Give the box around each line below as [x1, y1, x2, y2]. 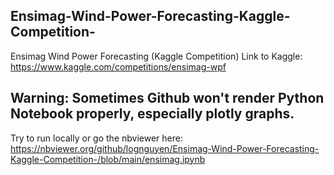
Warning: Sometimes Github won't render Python [10, 90, 325, 107]
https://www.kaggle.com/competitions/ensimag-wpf [10, 60, 227, 73]
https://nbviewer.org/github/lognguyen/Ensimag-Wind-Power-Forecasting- [10, 142, 320, 154]
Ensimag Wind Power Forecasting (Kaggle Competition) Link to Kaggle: [10, 50, 303, 62]
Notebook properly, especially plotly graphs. [10, 105, 295, 123]
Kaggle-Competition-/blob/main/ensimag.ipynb [10, 153, 206, 165]
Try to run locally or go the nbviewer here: [10, 132, 183, 144]
